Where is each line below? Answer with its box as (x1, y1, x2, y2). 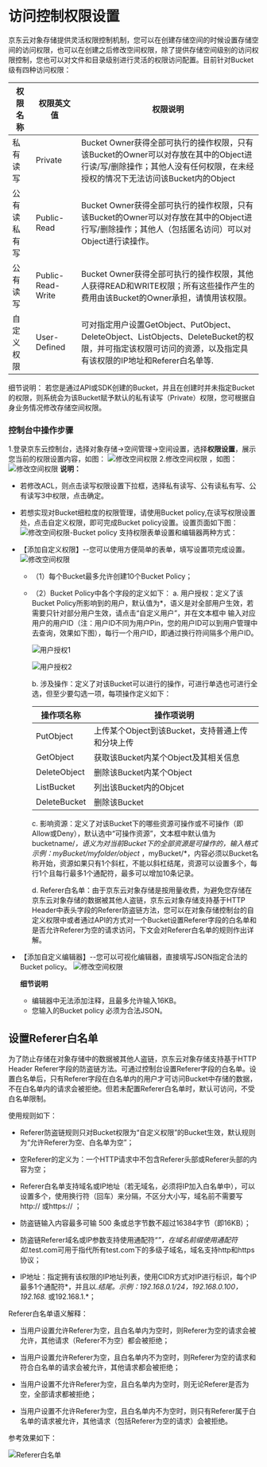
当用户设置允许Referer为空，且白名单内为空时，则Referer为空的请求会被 (19, 1326, 257, 1336)
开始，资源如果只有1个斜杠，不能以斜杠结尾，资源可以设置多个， (38, 859, 251, 868)
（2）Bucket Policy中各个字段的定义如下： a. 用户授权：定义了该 (31, 588, 244, 598)
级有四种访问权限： (8, 64, 72, 74)
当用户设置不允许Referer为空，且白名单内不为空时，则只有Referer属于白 (19, 1407, 257, 1416)
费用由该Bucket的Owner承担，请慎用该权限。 (80, 292, 252, 303)
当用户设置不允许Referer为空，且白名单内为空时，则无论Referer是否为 (19, 1379, 250, 1389)
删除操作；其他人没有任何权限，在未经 (110, 161, 254, 172)
